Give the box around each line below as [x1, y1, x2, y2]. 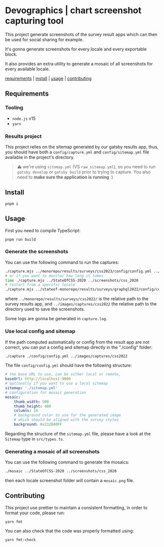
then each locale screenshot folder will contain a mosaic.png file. [5, 478, 134, 483]
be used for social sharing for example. [5, 37, 84, 43]
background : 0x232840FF [14, 422, 62, 427]
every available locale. [5, 66, 50, 72]
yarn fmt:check [5, 537, 36, 542]
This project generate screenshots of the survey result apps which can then [5, 31, 158, 37]
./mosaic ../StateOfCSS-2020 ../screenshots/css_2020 [5, 469, 117, 474]
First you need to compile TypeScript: [5, 227, 81, 233]
